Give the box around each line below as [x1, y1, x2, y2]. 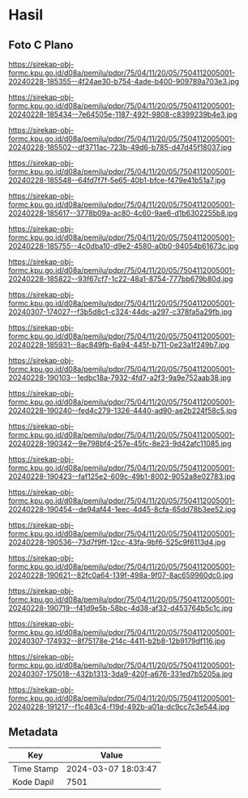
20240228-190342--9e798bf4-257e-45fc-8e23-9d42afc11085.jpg [8, 439, 232, 448]
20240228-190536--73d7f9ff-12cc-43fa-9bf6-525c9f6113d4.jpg [8, 537, 226, 547]
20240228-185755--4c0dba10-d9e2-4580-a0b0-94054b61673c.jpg [8, 241, 239, 250]
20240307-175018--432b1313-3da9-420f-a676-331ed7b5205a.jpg [8, 669, 233, 678]
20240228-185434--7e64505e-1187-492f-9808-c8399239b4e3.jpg [8, 109, 237, 119]
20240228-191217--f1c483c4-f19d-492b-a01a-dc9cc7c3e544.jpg [8, 702, 229, 711]
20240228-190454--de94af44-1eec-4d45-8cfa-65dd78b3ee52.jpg [8, 505, 237, 514]
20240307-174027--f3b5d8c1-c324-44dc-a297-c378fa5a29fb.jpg [8, 307, 233, 317]
